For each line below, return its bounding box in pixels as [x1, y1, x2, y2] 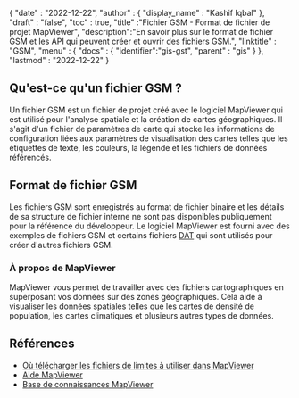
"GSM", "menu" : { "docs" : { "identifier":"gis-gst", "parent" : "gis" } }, [9, 46, 264, 56]
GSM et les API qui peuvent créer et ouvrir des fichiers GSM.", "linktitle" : [9, 36, 277, 46]
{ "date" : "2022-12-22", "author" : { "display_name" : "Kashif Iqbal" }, [9, 8, 265, 18]
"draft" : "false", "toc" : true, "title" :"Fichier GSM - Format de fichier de [9, 17, 270, 28]
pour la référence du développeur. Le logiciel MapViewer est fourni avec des [9, 220, 290, 231]
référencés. [9, 152, 52, 162]
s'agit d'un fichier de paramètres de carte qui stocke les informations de [9, 123, 275, 134]
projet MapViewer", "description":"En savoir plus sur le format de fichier [9, 27, 274, 37]
